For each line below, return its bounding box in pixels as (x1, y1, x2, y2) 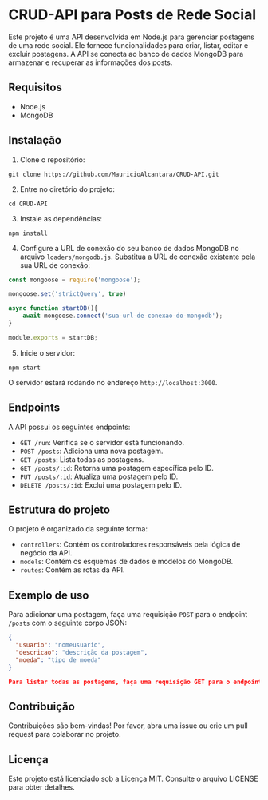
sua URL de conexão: (19, 260, 90, 269)
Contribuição (8, 699, 76, 713)
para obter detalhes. (8, 782, 75, 792)
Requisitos (8, 81, 62, 94)
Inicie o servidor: (19, 348, 76, 357)
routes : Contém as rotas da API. (19, 565, 125, 575)
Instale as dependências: (19, 213, 102, 223)
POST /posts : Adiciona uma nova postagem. (19, 446, 164, 456)
